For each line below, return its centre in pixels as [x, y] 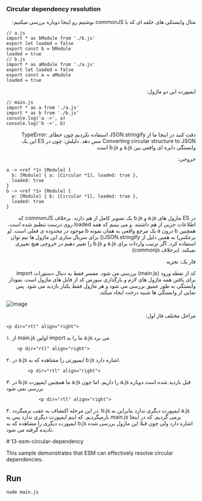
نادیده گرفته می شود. [30, 430]
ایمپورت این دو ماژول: [171, 91]
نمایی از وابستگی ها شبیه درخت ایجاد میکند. [147, 293]
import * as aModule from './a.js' [51, 65]
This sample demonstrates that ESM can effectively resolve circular [90, 453]
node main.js [23, 492]
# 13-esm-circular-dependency [45, 442]
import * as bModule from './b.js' [51, 38]
